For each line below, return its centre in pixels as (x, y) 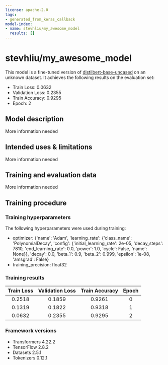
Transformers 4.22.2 (34, 342)
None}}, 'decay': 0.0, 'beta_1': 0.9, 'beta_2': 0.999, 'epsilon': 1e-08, (81, 254)
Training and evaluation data (51, 175)
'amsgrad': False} (31, 259)
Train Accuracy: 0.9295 (37, 98)
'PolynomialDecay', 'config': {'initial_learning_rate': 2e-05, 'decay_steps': (88, 243)
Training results (25, 277)
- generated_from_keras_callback (40, 19)
